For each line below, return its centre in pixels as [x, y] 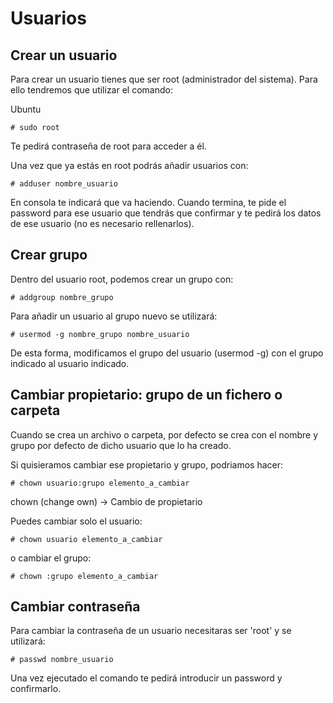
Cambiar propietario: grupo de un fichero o [146, 395]
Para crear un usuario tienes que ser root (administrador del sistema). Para [164, 79]
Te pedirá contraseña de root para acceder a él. [108, 146]
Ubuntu [26, 109]
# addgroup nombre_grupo [62, 297]
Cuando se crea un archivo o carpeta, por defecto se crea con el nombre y [164, 434]
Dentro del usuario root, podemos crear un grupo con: [122, 279]
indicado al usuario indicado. [70, 363]
